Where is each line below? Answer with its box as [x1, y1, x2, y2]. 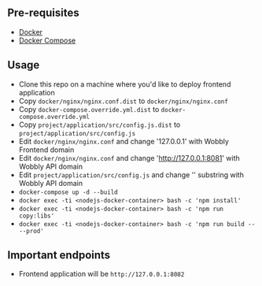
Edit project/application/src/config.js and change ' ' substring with [18, 169, 245, 180]
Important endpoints [7, 248, 111, 262]
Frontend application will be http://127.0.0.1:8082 [18, 269, 185, 279]
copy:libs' [18, 212, 55, 220]
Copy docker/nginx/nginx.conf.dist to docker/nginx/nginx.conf [18, 96, 229, 106]
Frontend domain [18, 145, 75, 154]
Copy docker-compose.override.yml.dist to [18, 104, 160, 113]
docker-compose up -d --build [18, 188, 119, 196]
